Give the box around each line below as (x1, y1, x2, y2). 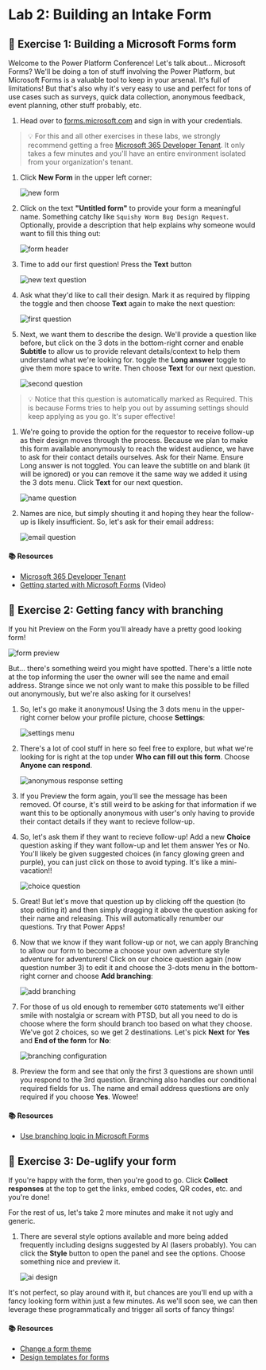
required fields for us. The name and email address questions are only (19, 1084, 249, 1093)
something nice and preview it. (19, 1257, 121, 1267)
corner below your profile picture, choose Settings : (37, 713, 206, 723)
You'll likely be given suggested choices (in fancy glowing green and (19, 849, 245, 859)
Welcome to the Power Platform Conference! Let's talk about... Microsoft (8, 58, 246, 68)
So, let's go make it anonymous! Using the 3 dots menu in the (19, 704, 221, 714)
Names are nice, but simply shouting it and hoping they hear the (19, 509, 230, 518)
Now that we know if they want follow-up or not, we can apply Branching (19, 937, 259, 947)
